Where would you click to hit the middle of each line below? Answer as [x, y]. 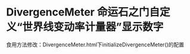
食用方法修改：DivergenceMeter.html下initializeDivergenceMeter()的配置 [95, 45]
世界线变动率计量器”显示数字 [93, 27]
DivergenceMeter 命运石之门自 [83, 12]
